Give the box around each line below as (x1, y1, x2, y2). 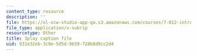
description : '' (6, 14, 46, 20)
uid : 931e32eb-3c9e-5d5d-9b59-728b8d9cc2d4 (6, 41, 114, 47)
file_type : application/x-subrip (6, 24, 88, 31)
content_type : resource (6, 8, 64, 15)
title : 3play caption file (6, 36, 72, 41)
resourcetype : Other (6, 30, 57, 36)
